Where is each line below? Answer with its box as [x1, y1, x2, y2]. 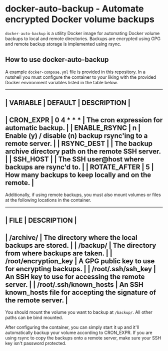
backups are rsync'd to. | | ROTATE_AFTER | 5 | [5, 162, 154, 171]
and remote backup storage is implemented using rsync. [5, 41, 121, 47]
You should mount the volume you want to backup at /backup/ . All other [5, 309, 152, 315]
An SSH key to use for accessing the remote [5, 272, 145, 281]
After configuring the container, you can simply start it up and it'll [5, 324, 139, 330]
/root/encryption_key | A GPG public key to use [5, 257, 155, 265]
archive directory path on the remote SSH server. [5, 147, 161, 155]
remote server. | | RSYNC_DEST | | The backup [5, 139, 153, 148]
